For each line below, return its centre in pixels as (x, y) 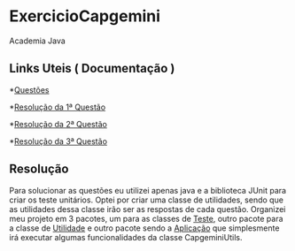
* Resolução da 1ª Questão (58, 107)
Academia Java (38, 41)
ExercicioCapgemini (85, 16)
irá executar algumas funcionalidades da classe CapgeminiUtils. (126, 237)
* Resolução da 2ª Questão (58, 124)
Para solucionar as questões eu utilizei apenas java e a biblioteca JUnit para (147, 190)
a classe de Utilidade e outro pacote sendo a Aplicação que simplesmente (144, 228)
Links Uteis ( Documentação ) (92, 68)
